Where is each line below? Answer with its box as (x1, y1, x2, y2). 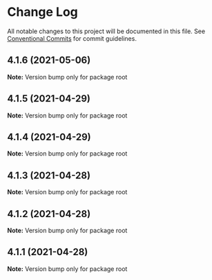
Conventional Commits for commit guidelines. (7, 34, 137, 42)
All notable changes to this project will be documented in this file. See (7, 27, 206, 35)
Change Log (7, 4, 78, 20)
